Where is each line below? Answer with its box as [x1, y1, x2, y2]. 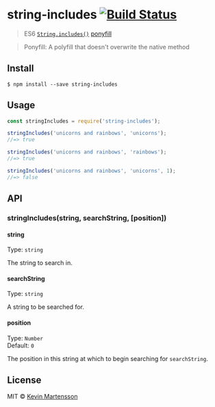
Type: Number [7, 334, 43, 342]
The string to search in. [7, 259, 73, 267]
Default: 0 [7, 341, 34, 349]
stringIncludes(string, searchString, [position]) [7, 213, 167, 223]
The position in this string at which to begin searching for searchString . [7, 354, 209, 362]
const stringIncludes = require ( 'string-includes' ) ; [7, 117, 161, 125]
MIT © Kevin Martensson [7, 393, 78, 401]
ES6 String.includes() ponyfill [23, 29, 112, 38]
